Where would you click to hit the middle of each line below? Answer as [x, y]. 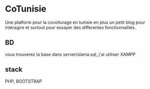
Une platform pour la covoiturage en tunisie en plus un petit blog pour [75, 22]
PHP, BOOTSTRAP [24, 81]
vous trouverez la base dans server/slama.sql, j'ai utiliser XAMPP [70, 54]
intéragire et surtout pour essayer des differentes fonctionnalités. [71, 27]
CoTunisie [26, 9]
